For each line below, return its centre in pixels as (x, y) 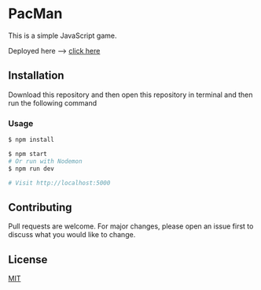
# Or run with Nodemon (45, 161)
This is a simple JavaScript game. (62, 35)
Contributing (40, 207)
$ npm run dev (31, 169)
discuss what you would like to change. (72, 235)
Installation (36, 76)
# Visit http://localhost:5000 (59, 183)
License (28, 260)
